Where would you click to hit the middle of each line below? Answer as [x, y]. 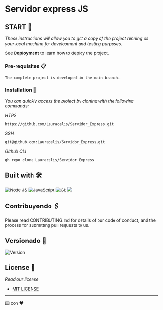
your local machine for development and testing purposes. [64, 44]
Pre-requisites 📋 [25, 66]
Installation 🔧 [21, 90]
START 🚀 [18, 27]
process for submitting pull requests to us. [47, 225]
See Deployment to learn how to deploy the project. [57, 53]
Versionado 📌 [26, 241]
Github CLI [16, 151]
